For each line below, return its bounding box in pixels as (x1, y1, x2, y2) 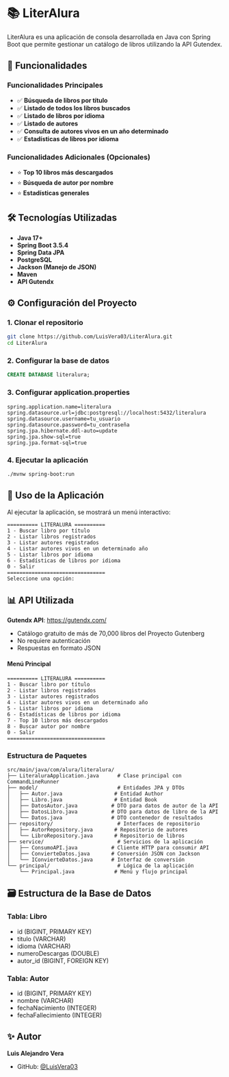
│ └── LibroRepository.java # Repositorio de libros (7, 832, 185, 839)
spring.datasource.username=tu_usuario (7, 415, 121, 422)
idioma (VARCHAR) (16, 942, 71, 950)
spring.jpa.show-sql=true (7, 433, 81, 440)
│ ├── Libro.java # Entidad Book (7, 796, 157, 803)
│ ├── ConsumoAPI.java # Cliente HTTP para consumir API (7, 844, 210, 851)
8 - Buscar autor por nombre (7, 723, 90, 730)
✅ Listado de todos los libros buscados (16, 104, 131, 112)
